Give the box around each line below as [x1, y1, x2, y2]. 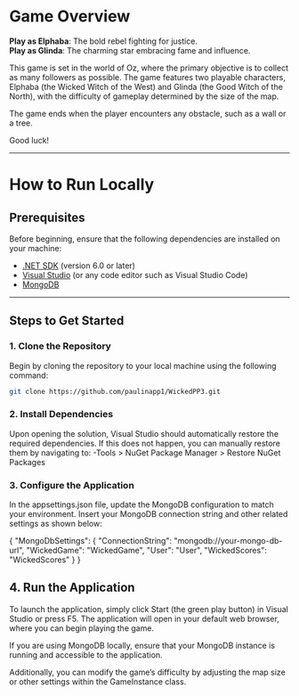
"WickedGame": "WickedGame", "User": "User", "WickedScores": [26, 545, 267, 556]
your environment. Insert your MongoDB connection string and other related [9, 509, 288, 520]
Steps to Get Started [9, 314, 125, 329]
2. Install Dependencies [9, 408, 114, 421]
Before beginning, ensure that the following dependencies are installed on [9, 233, 280, 244]
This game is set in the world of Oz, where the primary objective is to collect [9, 62, 289, 73]
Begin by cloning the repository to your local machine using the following [9, 360, 278, 371]
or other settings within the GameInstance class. [9, 676, 187, 687]
